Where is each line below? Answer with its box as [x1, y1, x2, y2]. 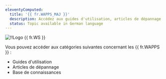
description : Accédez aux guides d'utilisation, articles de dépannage [9, 16, 162, 21]
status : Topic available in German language [9, 21, 103, 26]
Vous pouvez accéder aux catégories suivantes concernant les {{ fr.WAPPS [5, 44, 160, 50]
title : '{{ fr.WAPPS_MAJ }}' [9, 12, 70, 17]
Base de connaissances [12, 70, 61, 76]
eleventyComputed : [5, 7, 43, 12]
